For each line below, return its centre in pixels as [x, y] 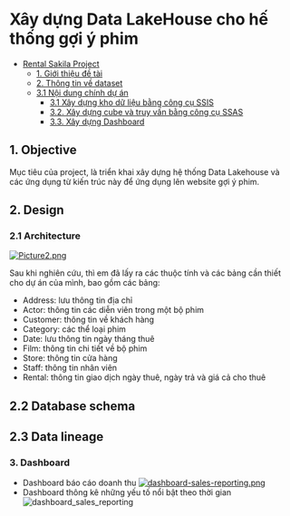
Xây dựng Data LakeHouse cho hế [139, 19]
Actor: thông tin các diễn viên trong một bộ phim [113, 310]
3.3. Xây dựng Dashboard [97, 122]
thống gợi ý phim [74, 39]
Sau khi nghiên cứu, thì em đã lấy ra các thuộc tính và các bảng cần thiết [145, 273]
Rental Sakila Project [61, 63]
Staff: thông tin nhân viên [70, 368]
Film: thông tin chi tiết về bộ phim [85, 348]
